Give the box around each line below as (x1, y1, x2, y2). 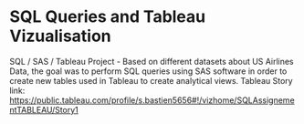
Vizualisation (9, 26, 111, 46)
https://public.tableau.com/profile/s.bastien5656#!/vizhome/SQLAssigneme (9, 94, 295, 106)
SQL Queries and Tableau (9, 6, 206, 27)
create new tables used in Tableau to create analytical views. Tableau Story (9, 75, 294, 86)
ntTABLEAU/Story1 (9, 104, 79, 115)
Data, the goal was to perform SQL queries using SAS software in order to (9, 66, 288, 77)
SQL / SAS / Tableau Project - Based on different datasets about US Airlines (9, 56, 294, 67)
